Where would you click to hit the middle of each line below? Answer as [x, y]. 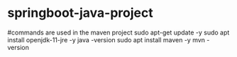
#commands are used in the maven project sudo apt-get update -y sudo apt [118, 32]
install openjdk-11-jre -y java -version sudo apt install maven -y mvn [106, 39]
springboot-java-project [81, 13]
